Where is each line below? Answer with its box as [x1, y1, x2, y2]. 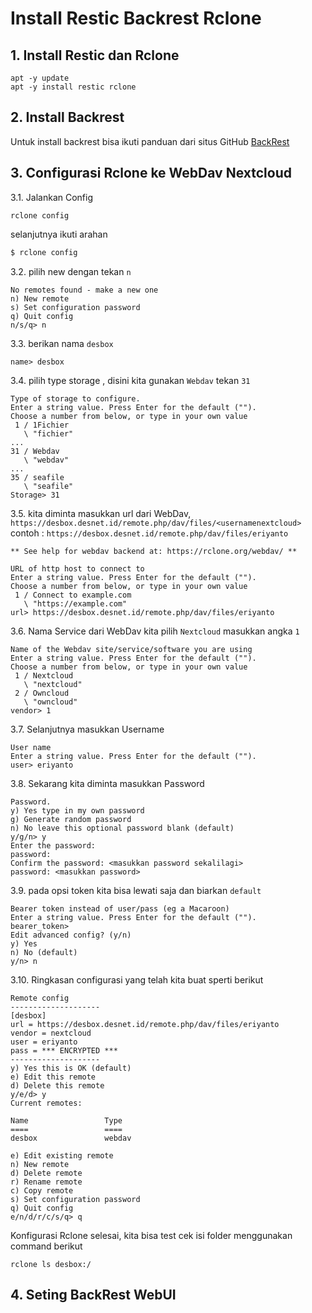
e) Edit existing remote [10, 1150, 114, 1161]
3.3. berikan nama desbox [10, 337, 114, 349]
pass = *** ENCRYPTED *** [10, 1045, 118, 1056]
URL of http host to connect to [10, 563, 145, 574]
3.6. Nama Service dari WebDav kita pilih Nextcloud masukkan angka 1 [10, 625, 300, 637]
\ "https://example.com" [23, 598, 128, 609]
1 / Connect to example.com [14, 590, 132, 600]
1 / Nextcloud [14, 670, 74, 681]
